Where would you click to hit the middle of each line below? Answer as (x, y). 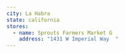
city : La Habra (28, 13)
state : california (33, 20)
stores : (18, 26)
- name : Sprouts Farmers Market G (62, 33)
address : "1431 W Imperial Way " (69, 39)
